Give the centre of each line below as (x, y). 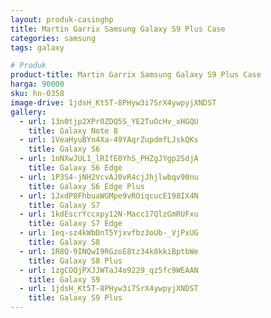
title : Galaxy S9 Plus (75, 298)
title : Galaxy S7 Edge (75, 224)
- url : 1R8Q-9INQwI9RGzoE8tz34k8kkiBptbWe (109, 251)
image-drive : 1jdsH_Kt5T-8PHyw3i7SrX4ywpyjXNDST (113, 102)
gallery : (28, 112)
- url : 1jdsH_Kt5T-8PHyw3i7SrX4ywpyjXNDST (109, 289)
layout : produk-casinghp (62, 19)
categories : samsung (53, 38)
